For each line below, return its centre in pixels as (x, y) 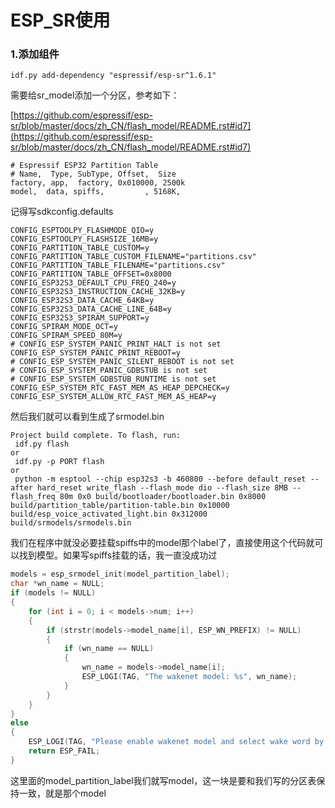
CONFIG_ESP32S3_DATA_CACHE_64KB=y (82, 301)
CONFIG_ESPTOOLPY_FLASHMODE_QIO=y (82, 231)
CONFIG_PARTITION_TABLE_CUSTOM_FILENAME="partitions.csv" (133, 257)
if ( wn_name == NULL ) (109, 649)
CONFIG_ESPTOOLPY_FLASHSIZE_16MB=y (84, 239)
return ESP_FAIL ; (64, 751)
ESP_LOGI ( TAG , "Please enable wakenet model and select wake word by (176, 742)
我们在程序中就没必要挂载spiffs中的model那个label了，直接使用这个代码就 (162, 543)
